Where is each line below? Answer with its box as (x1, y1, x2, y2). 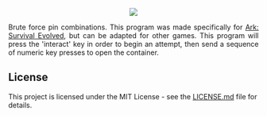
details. (8, 100, 33, 110)
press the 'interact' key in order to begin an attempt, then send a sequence (8, 40, 259, 48)
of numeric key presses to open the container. (8, 48, 159, 57)
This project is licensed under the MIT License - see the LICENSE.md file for (8, 91, 257, 101)
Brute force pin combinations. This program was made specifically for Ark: (8, 22, 259, 32)
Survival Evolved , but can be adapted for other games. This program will (8, 31, 259, 40)
